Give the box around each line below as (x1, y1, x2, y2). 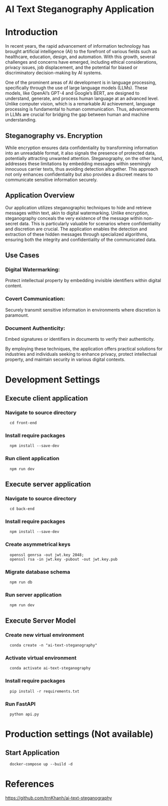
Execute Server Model (5, 616, 76, 625)
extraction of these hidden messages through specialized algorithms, (5, 231, 148, 237)
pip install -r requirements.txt (10, 689, 80, 694)
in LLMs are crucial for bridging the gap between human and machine (5, 111, 149, 117)
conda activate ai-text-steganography (10, 666, 91, 671)
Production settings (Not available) (5, 729, 154, 740)
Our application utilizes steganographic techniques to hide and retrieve (5, 204, 152, 210)
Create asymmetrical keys (5, 541, 71, 548)
